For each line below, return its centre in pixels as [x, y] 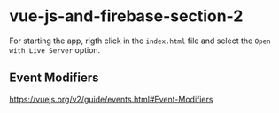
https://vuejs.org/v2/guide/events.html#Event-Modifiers [111, 99]
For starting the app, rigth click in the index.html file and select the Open [140, 41]
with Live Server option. [55, 49]
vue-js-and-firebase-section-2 [126, 16]
